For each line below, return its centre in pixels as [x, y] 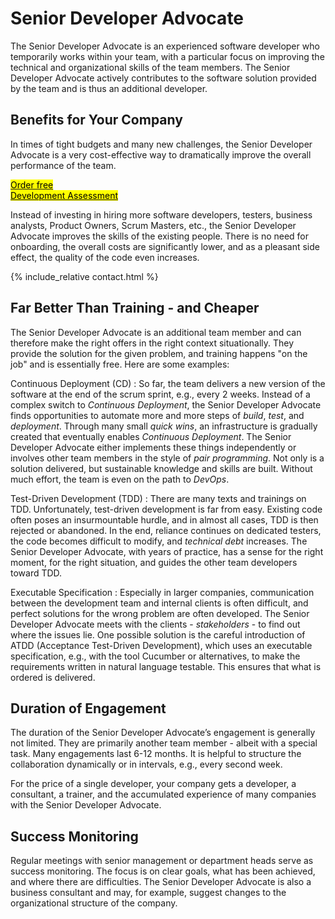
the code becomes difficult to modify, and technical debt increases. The [159, 541]
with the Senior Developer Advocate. [86, 805]
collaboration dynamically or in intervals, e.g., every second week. [146, 764]
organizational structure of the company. [94, 903]
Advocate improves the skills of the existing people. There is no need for [160, 236]
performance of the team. [63, 165]
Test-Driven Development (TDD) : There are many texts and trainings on [158, 498]
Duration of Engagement [88, 708]
